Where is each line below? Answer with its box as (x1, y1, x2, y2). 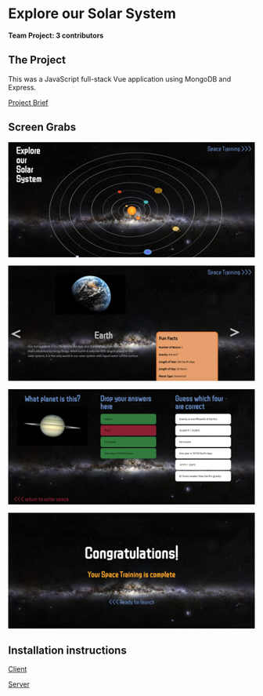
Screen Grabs (8, 121, 77, 134)
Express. (8, 82, 37, 92)
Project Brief (8, 97, 49, 107)
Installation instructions (8, 644, 127, 658)
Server (8, 680, 30, 689)
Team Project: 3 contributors (8, 31, 104, 40)
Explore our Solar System (8, 5, 176, 23)
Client (8, 665, 27, 674)
